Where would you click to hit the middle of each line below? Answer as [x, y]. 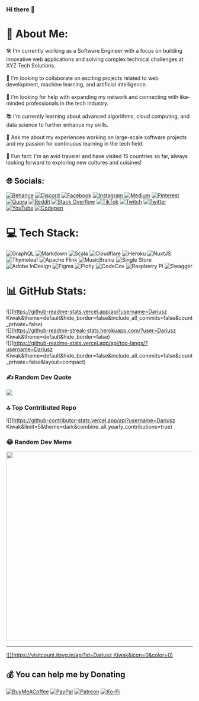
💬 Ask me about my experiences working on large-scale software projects [97, 137]
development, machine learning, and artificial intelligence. [77, 84]
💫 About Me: [37, 34]
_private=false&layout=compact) [46, 362]
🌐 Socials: [25, 181]
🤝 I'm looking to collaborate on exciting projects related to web [82, 78]
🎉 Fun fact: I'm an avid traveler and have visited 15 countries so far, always [97, 156]
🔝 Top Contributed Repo [41, 407]
